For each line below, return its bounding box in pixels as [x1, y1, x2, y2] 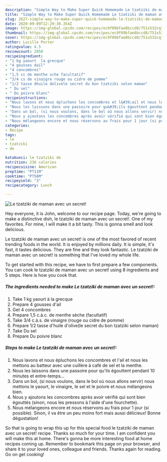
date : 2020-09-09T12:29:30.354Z [5, 21, 72, 26]
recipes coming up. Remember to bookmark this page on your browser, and [5, 441, 160, 447]
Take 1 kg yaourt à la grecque [12, 296, 73, 302]
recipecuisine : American [5, 164, 57, 169]
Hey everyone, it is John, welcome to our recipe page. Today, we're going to [5, 211, 162, 217]
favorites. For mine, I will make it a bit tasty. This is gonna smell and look [5, 221, 153, 227]
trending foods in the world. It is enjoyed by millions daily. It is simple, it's [5, 241, 155, 247]
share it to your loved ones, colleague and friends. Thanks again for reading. [5, 446, 162, 452]
